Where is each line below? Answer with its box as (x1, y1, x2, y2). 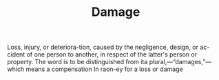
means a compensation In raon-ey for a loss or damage (25, 65, 184, 73)
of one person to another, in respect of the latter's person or (26, 50, 198, 59)
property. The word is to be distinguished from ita (7, 58, 148, 66)
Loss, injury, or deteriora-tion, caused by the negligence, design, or (7, 43, 198, 52)
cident (7, 50, 25, 59)
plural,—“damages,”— (149, 58, 212, 66)
